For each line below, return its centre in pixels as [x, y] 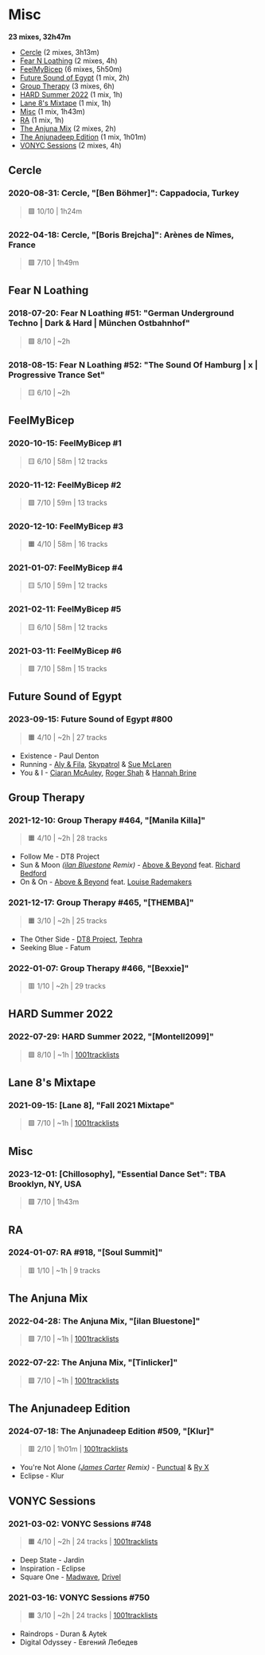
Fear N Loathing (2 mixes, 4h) [68, 61]
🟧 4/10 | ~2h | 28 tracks [67, 838]
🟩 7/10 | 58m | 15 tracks [67, 669]
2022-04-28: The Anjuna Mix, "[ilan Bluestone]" [104, 1321]
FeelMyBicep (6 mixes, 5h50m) [71, 69]
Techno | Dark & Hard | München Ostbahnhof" [99, 323]
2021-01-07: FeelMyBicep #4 [66, 568]
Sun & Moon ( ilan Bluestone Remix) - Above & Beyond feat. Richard [130, 865]
